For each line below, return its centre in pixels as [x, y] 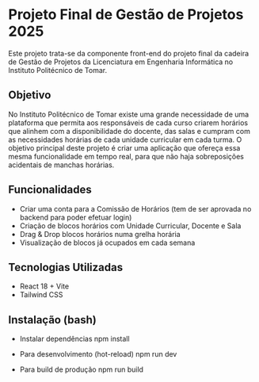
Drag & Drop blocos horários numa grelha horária [100, 234]
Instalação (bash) [52, 320]
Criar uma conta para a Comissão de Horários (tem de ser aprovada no [135, 208]
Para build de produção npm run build [82, 369]
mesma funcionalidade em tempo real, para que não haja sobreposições [126, 156]
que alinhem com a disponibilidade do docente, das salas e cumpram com [129, 131]
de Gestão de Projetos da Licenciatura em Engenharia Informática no [121, 62]
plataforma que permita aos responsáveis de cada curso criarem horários [128, 122]
